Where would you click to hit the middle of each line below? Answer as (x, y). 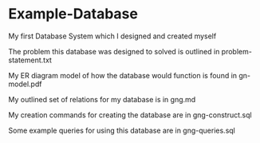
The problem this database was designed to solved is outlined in (114, 51)
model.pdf (25, 84)
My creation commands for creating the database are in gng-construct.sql (130, 115)
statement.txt (30, 60)
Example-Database (73, 14)
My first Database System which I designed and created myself (112, 36)
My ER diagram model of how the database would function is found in (123, 75)
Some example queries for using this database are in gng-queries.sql (122, 130)
